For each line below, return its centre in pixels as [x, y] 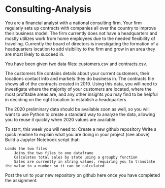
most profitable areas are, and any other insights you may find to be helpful [82, 94]
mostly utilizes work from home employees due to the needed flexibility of [80, 38]
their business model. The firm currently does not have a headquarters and [81, 33]
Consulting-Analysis [48, 9]
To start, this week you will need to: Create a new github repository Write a [81, 129]
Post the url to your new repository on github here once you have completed [82, 175]
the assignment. [21, 180]
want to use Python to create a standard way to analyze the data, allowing [80, 114]
